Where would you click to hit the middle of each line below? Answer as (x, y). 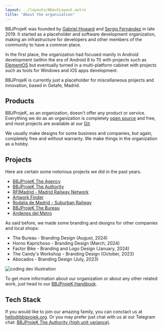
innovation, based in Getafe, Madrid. (43, 85)
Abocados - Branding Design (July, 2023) (55, 259)
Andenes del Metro (32, 213)
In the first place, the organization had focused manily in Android (72, 54)
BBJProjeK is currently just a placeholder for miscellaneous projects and (79, 80)
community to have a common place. (43, 44)
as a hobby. (17, 144)
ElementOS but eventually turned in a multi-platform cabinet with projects (81, 65)
